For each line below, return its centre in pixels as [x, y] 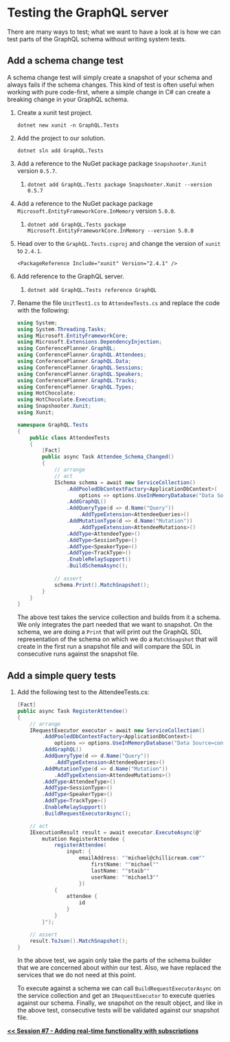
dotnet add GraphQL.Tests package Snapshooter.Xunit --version [120, 185]
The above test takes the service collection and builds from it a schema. [119, 617]
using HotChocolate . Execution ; [62, 400]
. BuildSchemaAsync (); [97, 566]
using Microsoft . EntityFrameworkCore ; [72, 335]
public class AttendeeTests [70, 438]
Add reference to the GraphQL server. [71, 276]
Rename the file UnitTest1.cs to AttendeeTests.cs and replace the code [118, 303]
